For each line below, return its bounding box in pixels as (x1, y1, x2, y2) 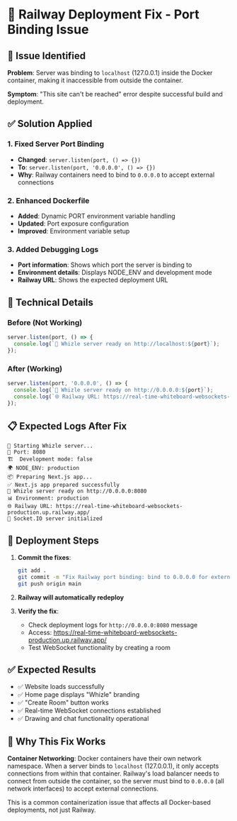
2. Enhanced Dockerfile (7, 195, 90, 205)
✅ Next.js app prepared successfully (7, 482, 120, 489)
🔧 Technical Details (7, 296, 94, 308)
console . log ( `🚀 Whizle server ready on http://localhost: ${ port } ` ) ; (13, 340, 220, 347)
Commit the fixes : (17, 553, 71, 562)
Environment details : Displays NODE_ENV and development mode (17, 268, 212, 277)
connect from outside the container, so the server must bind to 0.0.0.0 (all (7, 777, 224, 786)
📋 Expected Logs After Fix (7, 420, 127, 432)
